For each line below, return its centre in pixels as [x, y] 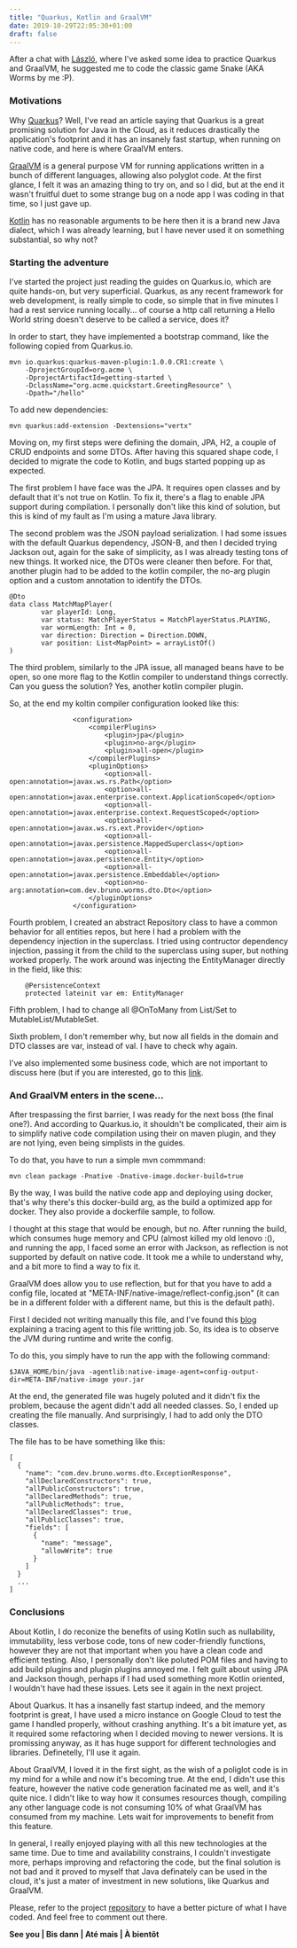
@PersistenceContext [63, 985]
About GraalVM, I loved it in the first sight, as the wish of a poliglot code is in [148, 1769]
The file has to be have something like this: [87, 1442]
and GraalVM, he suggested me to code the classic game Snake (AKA [137, 68]
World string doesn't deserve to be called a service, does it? [119, 319]
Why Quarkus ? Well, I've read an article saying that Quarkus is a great [137, 120]
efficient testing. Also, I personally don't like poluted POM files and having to [148, 1660]
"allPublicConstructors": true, [85, 1489]
